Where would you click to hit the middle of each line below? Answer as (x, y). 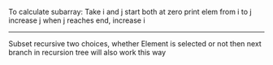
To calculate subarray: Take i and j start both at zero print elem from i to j (130, 12)
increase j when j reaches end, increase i (77, 20)
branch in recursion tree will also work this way (87, 52)
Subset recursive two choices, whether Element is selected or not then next (135, 43)
